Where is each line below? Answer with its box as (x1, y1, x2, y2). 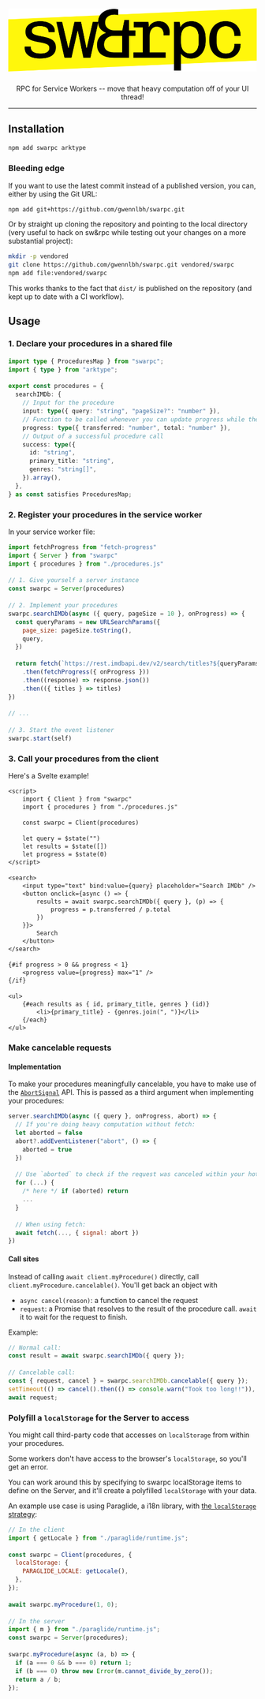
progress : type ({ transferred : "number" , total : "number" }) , (22, 424, 231, 431)
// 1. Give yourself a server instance (8, 577, 140, 584)
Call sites (8, 1254, 39, 1264)
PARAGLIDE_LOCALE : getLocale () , (22, 1567, 129, 1575)
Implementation (8, 1062, 62, 1071)
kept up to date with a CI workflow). (8, 292, 125, 301)
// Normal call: (8, 1343, 62, 1352)
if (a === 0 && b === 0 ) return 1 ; (15, 1659, 132, 1667)
